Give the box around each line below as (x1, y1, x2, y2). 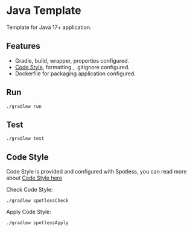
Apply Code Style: (6, 208, 51, 216)
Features (6, 41, 40, 51)
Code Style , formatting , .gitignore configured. (14, 63, 130, 71)
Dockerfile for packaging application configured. (14, 70, 136, 77)
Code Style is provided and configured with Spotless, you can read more (6, 168, 187, 175)
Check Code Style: (6, 186, 53, 193)
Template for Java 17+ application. (6, 24, 92, 31)
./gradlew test (6, 136, 45, 142)
